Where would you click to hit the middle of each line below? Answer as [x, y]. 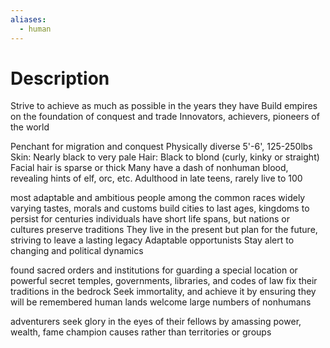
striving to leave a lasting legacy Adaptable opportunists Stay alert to [152, 240]
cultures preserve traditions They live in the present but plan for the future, [164, 230]
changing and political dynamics [77, 251]
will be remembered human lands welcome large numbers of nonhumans [161, 302]
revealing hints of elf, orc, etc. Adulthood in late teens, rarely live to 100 [156, 178]
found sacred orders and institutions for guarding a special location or [154, 270]
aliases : [28, 19]
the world [30, 127]
